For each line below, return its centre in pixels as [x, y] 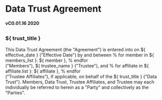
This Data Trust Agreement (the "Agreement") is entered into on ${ [75, 49]
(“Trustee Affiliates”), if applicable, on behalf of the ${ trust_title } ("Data [81, 76]
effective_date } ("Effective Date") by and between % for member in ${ [80, 55]
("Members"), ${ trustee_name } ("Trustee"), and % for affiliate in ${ [77, 65]
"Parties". [15, 92]
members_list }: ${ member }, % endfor [47, 60]
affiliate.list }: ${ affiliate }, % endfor [43, 71]
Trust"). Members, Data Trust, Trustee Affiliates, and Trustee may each [80, 82]
